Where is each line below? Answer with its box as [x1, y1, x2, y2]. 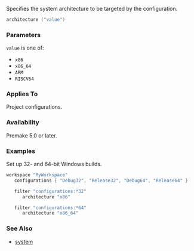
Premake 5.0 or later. [6, 131, 58, 139]
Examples [6, 146, 36, 155]
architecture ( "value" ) [6, 17, 66, 23]
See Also [6, 224, 33, 232]
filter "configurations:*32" [14, 188, 87, 194]
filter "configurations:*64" [14, 204, 87, 211]
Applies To [6, 90, 38, 98]
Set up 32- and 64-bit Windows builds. [6, 161, 102, 168]
